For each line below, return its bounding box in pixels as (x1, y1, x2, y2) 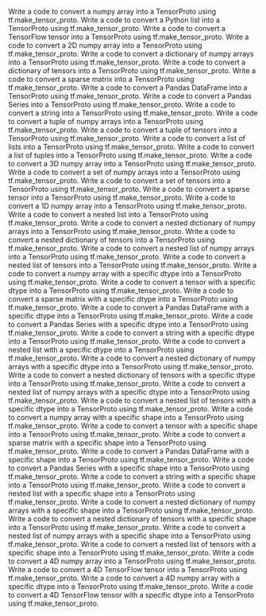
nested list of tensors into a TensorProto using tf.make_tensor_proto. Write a (8, 260, 257, 270)
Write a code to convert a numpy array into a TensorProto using (8, 7, 217, 16)
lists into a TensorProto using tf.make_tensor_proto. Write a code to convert (8, 142, 255, 151)
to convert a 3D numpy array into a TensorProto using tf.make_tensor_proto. (8, 159, 256, 168)
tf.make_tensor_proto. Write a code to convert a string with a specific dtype (8, 328, 255, 337)
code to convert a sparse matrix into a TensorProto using (8, 75, 195, 84)
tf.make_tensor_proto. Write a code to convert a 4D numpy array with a (8, 573, 241, 583)
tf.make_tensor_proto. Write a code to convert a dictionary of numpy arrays (8, 49, 254, 58)
